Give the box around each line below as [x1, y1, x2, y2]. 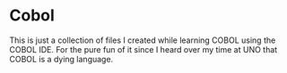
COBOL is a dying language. [9, 53, 114, 64]
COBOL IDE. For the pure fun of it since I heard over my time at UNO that [9, 44, 278, 54]
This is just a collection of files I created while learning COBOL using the [9, 35, 276, 45]
